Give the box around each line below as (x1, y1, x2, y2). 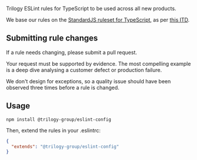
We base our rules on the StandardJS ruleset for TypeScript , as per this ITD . (6, 16, 190, 23)
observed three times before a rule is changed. (6, 84, 120, 91)
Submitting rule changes (6, 33, 98, 43)
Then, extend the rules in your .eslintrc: (6, 127, 101, 134)
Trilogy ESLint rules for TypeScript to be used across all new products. (6, 5, 176, 12)
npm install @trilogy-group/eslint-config (6, 117, 111, 122)
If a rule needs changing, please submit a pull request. (6, 49, 138, 56)
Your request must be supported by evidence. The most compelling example (6, 60, 191, 67)
